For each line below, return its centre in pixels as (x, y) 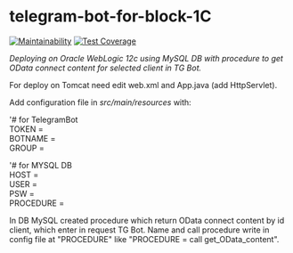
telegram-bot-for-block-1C (110, 16)
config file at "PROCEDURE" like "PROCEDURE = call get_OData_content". (144, 239)
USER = (24, 184)
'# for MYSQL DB (41, 165)
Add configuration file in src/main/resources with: (100, 102)
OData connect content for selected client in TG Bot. (106, 68)
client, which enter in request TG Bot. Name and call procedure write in (139, 230)
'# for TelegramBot (44, 119)
